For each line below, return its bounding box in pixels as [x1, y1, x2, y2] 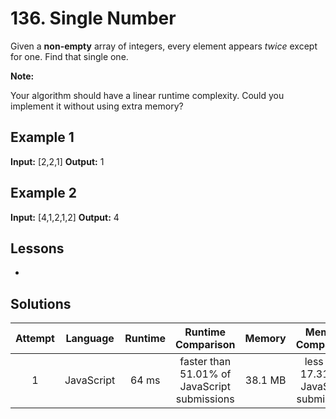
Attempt [15, 332, 55, 346]
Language [65, 332, 115, 346]
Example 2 [10, 185, 77, 202]
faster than [179, 355, 232, 369]
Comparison [175, 338, 236, 352]
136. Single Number [10, 7, 177, 30]
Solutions [10, 295, 72, 312]
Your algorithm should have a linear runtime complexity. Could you [10, 89, 285, 101]
